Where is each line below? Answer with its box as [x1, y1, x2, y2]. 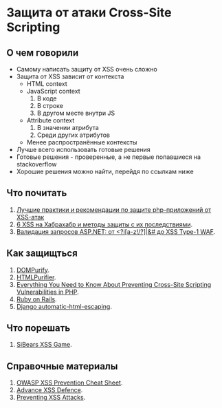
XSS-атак [16, 213, 45, 221]
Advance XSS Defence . [16, 386, 83, 394]
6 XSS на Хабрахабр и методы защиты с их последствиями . [16, 220, 193, 228]
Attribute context [26, 116, 75, 125]
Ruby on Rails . [16, 294, 57, 303]
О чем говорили [6, 47, 79, 58]
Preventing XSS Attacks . [16, 394, 86, 402]
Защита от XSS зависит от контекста [16, 72, 124, 80]
